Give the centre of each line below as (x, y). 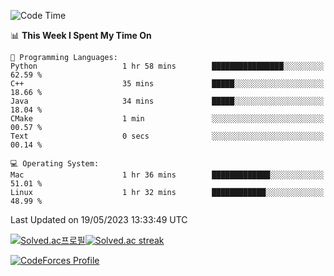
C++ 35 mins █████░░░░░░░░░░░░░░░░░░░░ (167, 84)
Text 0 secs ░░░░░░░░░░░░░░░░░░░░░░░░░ (167, 136)
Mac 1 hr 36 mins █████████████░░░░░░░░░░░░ (167, 175)
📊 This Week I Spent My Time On (81, 35)
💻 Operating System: (55, 164)
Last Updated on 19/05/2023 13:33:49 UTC (99, 219)
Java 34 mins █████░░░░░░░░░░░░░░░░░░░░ (167, 101)
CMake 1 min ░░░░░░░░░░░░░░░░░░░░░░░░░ (167, 119)
